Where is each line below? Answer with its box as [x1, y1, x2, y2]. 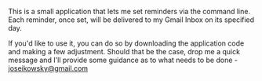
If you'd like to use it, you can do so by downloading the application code [8, 39, 245, 48]
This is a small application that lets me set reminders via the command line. [8, 7, 251, 16]
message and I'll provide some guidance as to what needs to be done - [8, 55, 238, 64]
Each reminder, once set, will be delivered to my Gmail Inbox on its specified [8, 15, 255, 24]
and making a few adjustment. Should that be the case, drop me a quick [8, 47, 241, 56]
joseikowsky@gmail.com [8, 64, 89, 73]
